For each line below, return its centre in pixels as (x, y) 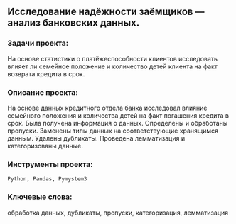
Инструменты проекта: (50, 164)
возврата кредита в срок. (46, 73)
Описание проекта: (43, 92)
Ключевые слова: (40, 197)
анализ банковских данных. (74, 23)
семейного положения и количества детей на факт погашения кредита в (118, 115)
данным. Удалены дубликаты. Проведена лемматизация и (96, 138)
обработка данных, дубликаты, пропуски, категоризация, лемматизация (118, 213)
